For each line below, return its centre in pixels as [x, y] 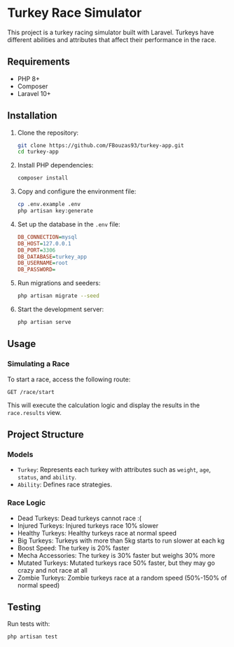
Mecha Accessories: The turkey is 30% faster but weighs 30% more [116, 555]
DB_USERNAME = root [43, 263]
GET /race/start [31, 392]
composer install [43, 178]
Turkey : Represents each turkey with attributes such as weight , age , [114, 470]
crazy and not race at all [52, 570]
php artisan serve [44, 322]
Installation [32, 116]
